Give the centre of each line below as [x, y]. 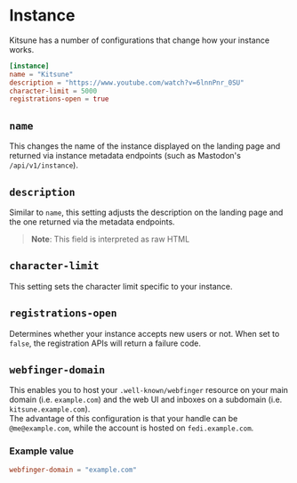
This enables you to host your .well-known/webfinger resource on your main [149, 390]
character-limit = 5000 [53, 91]
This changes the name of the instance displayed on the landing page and [145, 146]
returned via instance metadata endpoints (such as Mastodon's [125, 156]
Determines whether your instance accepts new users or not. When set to [144, 333]
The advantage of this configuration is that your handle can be [124, 419]
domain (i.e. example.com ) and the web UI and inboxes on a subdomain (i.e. [146, 400]
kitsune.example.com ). [50, 409]
